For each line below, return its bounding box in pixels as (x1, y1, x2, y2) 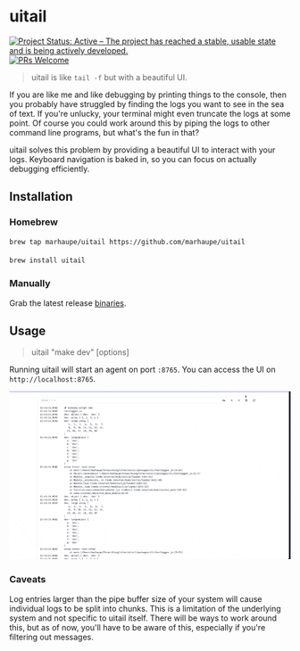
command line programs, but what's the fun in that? (9, 127, 199, 137)
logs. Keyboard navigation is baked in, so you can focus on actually (9, 153, 257, 164)
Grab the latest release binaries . (9, 297, 127, 309)
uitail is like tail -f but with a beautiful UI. (30, 71, 187, 82)
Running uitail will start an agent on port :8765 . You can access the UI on (9, 364, 276, 375)
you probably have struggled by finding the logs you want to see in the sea (9, 98, 285, 109)
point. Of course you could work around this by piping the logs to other (9, 118, 271, 128)
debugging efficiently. (9, 163, 90, 174)
